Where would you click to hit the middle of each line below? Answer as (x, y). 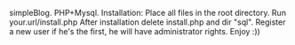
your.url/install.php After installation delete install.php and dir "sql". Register (147, 22)
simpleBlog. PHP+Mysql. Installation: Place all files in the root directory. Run (148, 13)
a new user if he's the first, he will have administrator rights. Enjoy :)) (135, 31)
